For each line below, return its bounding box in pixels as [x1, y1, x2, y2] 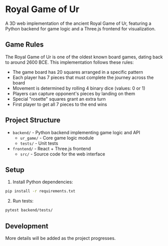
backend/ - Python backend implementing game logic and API [12, 129, 140, 135]
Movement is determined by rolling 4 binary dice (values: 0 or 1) [12, 85, 145, 91]
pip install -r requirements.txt [5, 189, 76, 194]
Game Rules [5, 40, 44, 49]
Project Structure [5, 116, 61, 125]
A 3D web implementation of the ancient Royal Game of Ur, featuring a [5, 20, 151, 26]
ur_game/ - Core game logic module [20, 135, 94, 141]
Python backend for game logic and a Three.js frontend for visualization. [5, 25, 156, 31]
